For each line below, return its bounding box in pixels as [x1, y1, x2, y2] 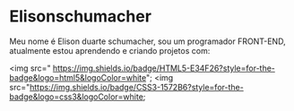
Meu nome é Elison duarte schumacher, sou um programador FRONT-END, [9, 36, 286, 47]
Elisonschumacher [9, 6, 152, 27]
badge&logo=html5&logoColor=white [9, 72, 147, 82]
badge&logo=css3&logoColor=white [9, 91, 143, 102]
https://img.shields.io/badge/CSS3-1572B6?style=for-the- [30, 81, 244, 92]
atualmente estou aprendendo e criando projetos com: [9, 45, 211, 55]
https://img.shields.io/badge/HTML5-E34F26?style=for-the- [52, 63, 276, 73]
